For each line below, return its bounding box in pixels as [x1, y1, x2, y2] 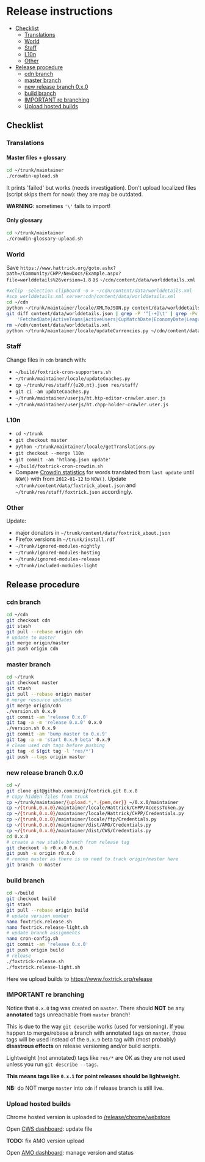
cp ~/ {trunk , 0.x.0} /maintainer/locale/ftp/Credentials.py [6, 816, 157, 822]
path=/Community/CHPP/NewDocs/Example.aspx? [6, 270, 121, 277]
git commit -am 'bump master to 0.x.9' [6, 731, 108, 737]
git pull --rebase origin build [6, 907, 88, 913]
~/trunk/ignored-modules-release [15, 556, 101, 562]
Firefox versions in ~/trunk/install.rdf [15, 535, 115, 543]
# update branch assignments [6, 930, 81, 936]
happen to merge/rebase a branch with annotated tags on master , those [6, 1029, 187, 1037]
